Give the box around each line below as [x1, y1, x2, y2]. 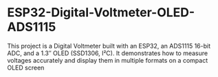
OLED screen [7, 63, 45, 72]
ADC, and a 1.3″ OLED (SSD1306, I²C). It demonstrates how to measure [7, 49, 208, 57]
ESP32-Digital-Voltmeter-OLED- [7, 5, 195, 20]
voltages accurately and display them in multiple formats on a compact [7, 56, 208, 64]
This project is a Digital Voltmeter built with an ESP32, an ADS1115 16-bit [7, 42, 211, 50]
